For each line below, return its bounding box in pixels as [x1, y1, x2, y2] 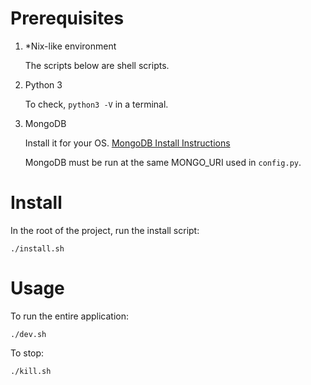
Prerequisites [10, 7, 125, 30]
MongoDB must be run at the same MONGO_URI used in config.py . [24, 156, 302, 168]
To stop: [10, 347, 45, 359]
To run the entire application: [10, 310, 129, 322]
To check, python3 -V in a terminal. [24, 98, 169, 110]
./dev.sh [10, 329, 47, 339]
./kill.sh [10, 366, 52, 376]
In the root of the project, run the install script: [10, 224, 200, 236]
